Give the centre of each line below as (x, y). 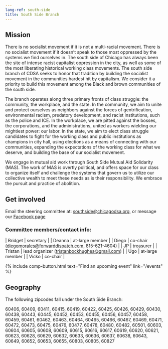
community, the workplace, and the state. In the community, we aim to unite (83, 105)
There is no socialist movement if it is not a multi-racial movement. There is (83, 47)
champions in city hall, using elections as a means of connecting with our (81, 142)
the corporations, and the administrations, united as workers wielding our (81, 126)
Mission (18, 35)
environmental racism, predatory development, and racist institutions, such (82, 115)
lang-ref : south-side (28, 10)
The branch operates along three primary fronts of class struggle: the (77, 99)
